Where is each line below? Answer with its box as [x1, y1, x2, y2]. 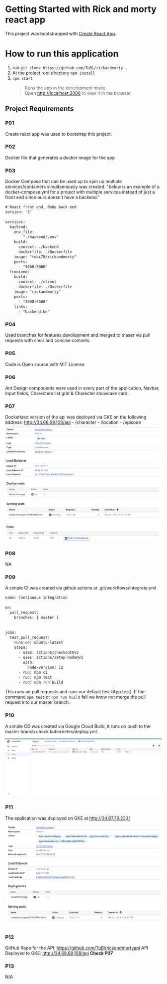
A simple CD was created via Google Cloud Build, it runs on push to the [5, 723, 151, 729]
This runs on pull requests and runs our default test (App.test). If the [5, 689, 145, 695]
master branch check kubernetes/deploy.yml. [5, 728, 98, 734]
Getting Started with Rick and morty [5, 3, 157, 15]
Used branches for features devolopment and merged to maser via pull [5, 332, 151, 338]
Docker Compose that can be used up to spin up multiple [5, 179, 122, 185]
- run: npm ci [18, 670, 48, 675]
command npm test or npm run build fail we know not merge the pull [5, 694, 146, 700]
